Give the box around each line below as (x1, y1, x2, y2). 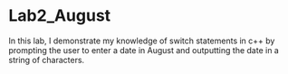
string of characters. (8, 54, 85, 65)
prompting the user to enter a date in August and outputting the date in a (8, 44, 280, 55)
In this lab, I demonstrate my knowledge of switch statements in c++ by (8, 35, 275, 46)
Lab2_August (8, 5, 111, 26)
